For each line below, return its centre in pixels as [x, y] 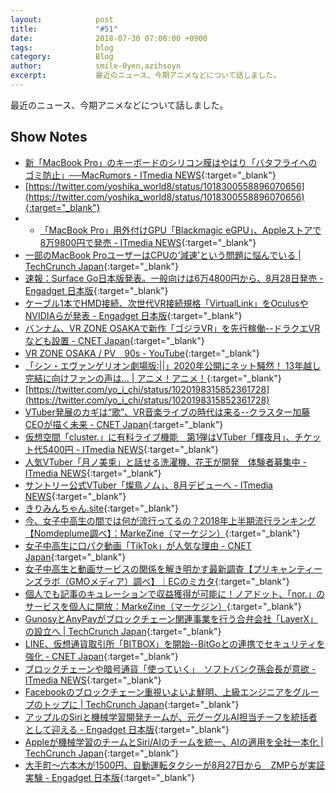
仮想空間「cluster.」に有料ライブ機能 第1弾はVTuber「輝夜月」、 [159, 437]
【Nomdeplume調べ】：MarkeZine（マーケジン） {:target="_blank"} [162, 533]
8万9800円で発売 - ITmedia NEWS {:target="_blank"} [148, 242]
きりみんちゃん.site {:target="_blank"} [102, 508]
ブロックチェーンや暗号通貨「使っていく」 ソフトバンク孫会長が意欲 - [170, 668]
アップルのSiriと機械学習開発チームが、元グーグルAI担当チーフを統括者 [171, 717]
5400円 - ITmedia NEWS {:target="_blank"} [130, 449]
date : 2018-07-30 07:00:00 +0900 [109, 38]
